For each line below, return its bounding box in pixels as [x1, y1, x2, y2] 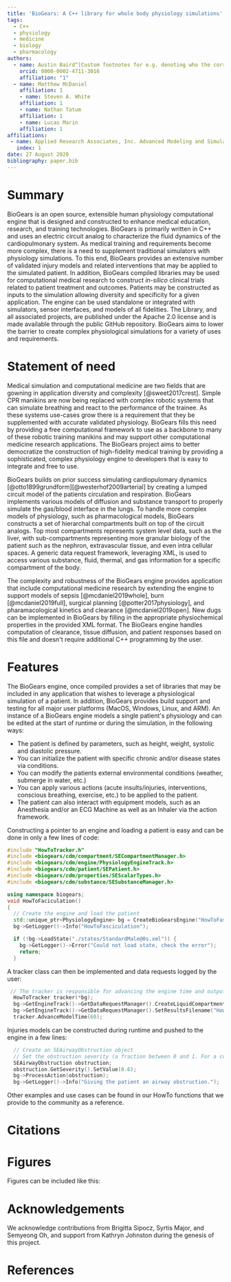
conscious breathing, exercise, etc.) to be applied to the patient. [16, 791, 199, 799]
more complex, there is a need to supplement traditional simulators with [7, 246, 210, 255]
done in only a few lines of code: [7, 833, 100, 842]
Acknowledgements [7, 1201, 125, 1217]
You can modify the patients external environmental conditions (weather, [16, 769, 223, 777]
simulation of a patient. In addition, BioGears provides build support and [7, 697, 211, 705]
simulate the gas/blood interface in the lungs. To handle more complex [7, 505, 207, 513]
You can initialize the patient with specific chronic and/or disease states [16, 754, 221, 762]
